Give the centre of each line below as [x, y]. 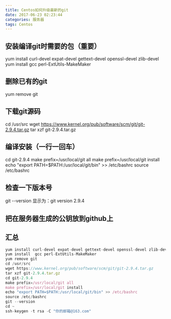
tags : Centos [19, 24]
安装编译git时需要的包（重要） [53, 46]
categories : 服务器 [25, 19]
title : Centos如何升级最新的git [37, 10]
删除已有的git [26, 81]
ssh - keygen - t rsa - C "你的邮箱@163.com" [48, 311]
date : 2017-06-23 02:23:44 [34, 15]
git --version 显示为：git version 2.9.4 [45, 201]
